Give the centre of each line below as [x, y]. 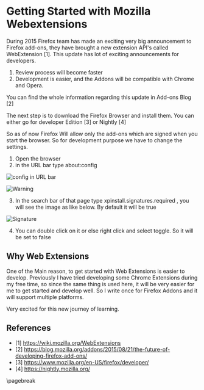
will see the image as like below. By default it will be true [86, 207]
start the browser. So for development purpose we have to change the [94, 140]
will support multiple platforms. [45, 297]
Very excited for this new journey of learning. [63, 309]
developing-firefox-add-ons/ [51, 356]
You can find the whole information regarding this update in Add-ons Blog [99, 97]
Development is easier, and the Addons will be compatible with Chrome [105, 79]
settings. [17, 146]
